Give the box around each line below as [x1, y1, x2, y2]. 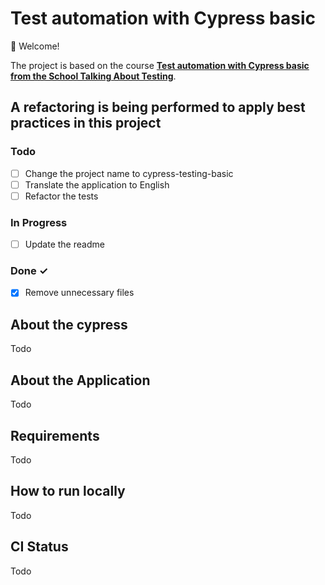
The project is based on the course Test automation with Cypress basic [10, 59, 310, 71]
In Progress [10, 215, 68, 229]
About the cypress [10, 316, 128, 333]
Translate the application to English [24, 178, 170, 191]
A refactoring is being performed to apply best [10, 99, 306, 116]
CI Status [10, 538, 69, 556]
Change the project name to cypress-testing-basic [24, 167, 234, 179]
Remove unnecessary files [24, 287, 135, 299]
